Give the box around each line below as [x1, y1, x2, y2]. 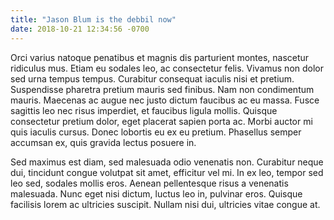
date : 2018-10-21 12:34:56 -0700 [10, 24, 150, 34]
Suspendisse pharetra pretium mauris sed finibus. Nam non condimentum [10, 83, 315, 95]
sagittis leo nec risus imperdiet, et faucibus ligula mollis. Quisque [10, 104, 278, 116]
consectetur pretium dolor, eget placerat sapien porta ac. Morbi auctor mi [10, 115, 313, 127]
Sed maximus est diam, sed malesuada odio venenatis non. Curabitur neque [10, 156, 324, 168]
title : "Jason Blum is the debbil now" [10, 14, 177, 25]
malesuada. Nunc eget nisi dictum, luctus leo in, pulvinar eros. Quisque [10, 187, 303, 200]
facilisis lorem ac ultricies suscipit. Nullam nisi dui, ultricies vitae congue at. [10, 198, 321, 210]
